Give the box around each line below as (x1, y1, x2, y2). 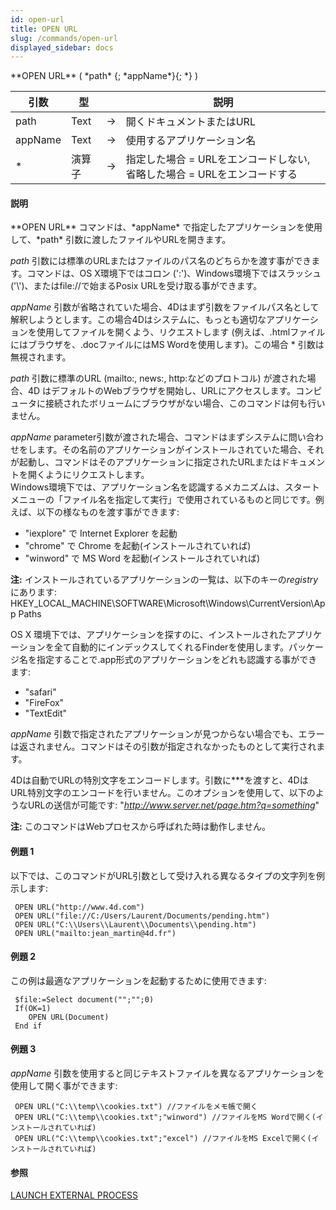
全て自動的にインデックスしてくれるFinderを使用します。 (53, 641, 289, 653)
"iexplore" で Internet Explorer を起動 (24, 527, 178, 540)
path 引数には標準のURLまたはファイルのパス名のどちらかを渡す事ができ (10, 255, 312, 267)
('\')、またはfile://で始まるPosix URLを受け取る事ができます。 (10, 280, 263, 292)
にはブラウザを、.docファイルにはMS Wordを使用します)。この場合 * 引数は (10, 339, 325, 351)
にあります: (10, 586, 58, 598)
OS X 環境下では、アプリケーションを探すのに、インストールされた (10, 629, 288, 641)
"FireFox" (24, 697, 65, 709)
